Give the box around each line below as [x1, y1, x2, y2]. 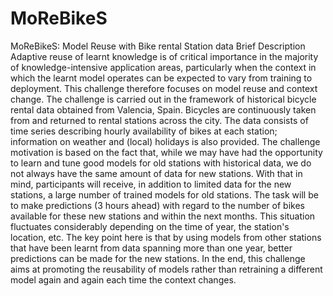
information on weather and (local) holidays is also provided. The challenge [10, 135, 321, 147]
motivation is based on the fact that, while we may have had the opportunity [10, 146, 323, 158]
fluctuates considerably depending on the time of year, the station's [10, 220, 290, 232]
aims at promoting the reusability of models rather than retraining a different [10, 263, 323, 275]
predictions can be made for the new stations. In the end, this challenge [10, 252, 306, 264]
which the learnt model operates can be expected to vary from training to [10, 72, 313, 84]
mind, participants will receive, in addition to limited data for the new [10, 178, 292, 190]
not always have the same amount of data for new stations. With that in [10, 167, 303, 179]
